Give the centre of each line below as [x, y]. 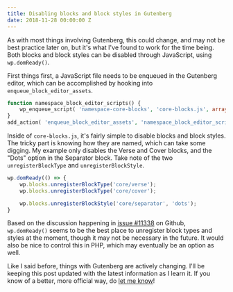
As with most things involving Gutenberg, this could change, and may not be [116, 40]
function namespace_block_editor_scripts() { [74, 103]
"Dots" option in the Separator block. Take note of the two [90, 158]
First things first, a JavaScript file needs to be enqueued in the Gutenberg [112, 75]
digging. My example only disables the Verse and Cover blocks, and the [110, 151]
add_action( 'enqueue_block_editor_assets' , [72, 122]
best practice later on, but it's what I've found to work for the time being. [111, 47]
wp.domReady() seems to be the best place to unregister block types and [110, 231]
